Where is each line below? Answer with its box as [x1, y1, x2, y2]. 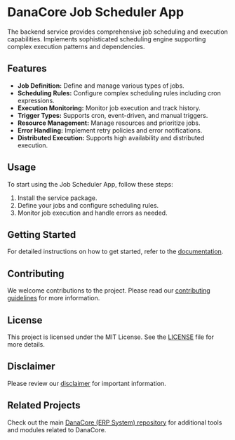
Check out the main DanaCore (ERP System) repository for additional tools [7, 418, 222, 427]
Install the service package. [17, 194, 98, 202]
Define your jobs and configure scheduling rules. [17, 201, 159, 209]
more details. [7, 340, 46, 348]
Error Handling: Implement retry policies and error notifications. [17, 126, 203, 134]
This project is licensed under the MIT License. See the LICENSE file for [7, 333, 215, 341]
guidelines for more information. [7, 294, 100, 302]
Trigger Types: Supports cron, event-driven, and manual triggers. [17, 111, 208, 119]
